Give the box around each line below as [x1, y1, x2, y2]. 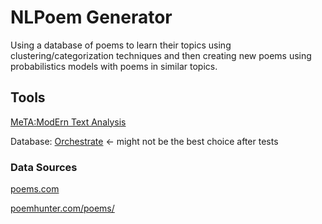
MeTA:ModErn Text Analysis [10, 116, 127, 128]
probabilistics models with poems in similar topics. [10, 60, 218, 72]
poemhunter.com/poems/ [10, 202, 115, 215]
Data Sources [10, 160, 78, 174]
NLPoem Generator [10, 6, 173, 29]
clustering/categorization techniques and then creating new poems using [10, 49, 312, 61]
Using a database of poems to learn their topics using [10, 39, 232, 51]
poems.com [10, 183, 60, 195]
